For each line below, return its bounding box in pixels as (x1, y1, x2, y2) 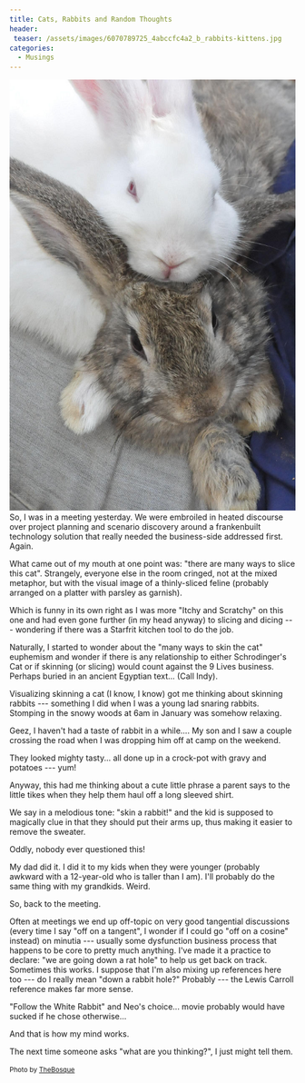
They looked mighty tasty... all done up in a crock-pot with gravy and (9, 752, 267, 763)
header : (9, 24, 39, 34)
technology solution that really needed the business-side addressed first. (9, 532, 283, 542)
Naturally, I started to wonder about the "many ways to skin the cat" (9, 641, 263, 653)
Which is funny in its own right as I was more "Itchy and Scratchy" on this (9, 605, 284, 616)
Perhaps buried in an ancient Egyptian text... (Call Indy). (9, 671, 218, 681)
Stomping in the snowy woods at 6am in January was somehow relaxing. (9, 708, 282, 719)
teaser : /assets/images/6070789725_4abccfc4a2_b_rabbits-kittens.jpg (13, 34, 282, 43)
